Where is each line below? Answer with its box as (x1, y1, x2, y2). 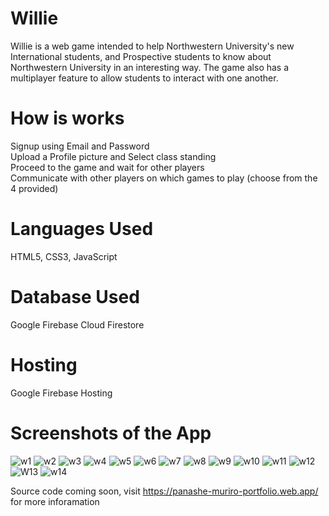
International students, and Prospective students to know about (10, 50, 272, 62)
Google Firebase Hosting (10, 387, 113, 399)
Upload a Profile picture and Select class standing (10, 150, 217, 162)
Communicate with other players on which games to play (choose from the (10, 172, 318, 184)
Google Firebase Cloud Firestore (10, 318, 145, 331)
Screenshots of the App (10, 422, 212, 444)
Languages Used (10, 218, 154, 241)
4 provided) (10, 182, 59, 194)
